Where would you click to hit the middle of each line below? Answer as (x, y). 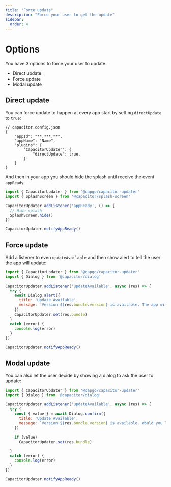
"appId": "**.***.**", (38, 136)
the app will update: (26, 263)
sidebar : (15, 19)
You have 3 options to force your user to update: (56, 64)
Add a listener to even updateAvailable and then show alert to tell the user (83, 257)
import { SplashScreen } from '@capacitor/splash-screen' (68, 196)
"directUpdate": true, (56, 154)
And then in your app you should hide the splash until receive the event (80, 177)
